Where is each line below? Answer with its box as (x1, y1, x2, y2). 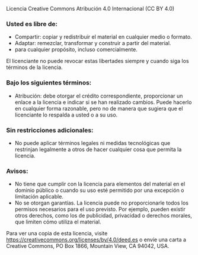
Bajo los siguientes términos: (6, 78, 92, 87)
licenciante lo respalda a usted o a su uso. (14, 111, 118, 118)
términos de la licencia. (6, 64, 63, 71)
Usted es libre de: (6, 20, 58, 28)
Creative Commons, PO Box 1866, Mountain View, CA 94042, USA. (6, 243, 170, 250)
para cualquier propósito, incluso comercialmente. (14, 46, 138, 53)
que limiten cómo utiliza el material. (14, 218, 101, 225)
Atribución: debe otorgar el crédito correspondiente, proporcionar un (14, 92, 183, 99)
